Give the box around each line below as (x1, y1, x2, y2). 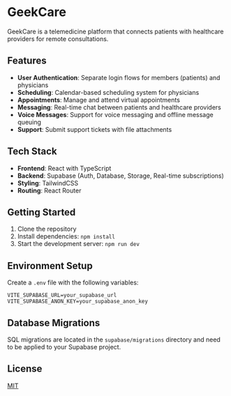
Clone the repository (17, 224, 77, 234)
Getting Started (7, 206, 76, 218)
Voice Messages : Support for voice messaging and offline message (17, 110, 214, 119)
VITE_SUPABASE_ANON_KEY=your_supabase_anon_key (7, 298, 149, 305)
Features (7, 55, 47, 67)
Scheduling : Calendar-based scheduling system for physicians (17, 88, 200, 96)
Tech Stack (7, 146, 57, 158)
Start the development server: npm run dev (17, 240, 140, 248)
